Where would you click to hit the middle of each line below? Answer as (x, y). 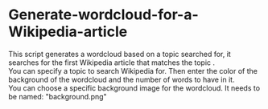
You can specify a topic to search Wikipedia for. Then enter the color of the (133, 71)
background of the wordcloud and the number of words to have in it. (122, 79)
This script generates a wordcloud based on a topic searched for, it (120, 54)
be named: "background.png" (58, 96)
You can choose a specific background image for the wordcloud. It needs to (134, 88)
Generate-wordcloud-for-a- (103, 15)
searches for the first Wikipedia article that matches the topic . (112, 63)
